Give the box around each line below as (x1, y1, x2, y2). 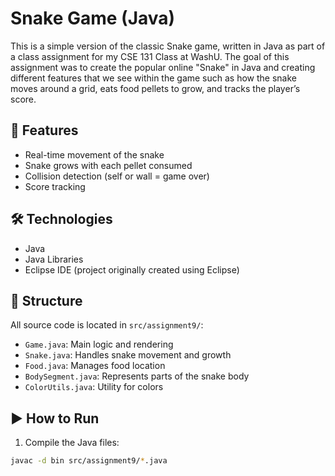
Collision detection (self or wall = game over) (24, 170, 210, 182)
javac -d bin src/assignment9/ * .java (10, 456, 168, 466)
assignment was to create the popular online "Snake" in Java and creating (10, 61, 316, 73)
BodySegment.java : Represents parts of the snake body (24, 370, 250, 382)
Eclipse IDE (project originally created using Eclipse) (24, 263, 240, 276)
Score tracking (24, 180, 86, 192)
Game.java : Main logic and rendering (24, 338, 174, 351)
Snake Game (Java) (10, 7, 176, 30)
